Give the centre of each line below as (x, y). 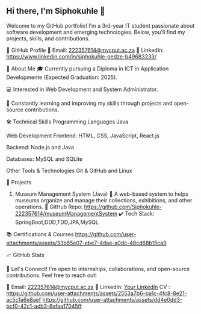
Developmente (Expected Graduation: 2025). (62, 77)
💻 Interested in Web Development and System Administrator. (82, 89)
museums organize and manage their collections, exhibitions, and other (104, 200)
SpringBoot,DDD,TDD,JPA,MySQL (57, 222)
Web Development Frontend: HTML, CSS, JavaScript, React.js (83, 136)
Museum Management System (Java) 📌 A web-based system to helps (101, 194)
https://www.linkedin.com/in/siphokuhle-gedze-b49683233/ (82, 56)
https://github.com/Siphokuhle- (123, 207)
